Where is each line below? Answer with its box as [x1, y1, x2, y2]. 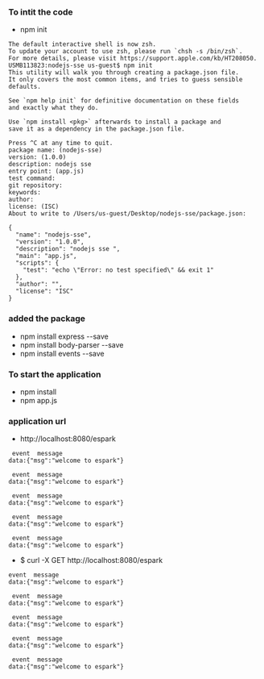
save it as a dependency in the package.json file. [8, 125, 185, 133]
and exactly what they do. [8, 104, 99, 112]
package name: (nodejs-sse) [8, 146, 103, 155]
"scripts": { [15, 259, 60, 268]
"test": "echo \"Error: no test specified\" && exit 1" [23, 266, 215, 274]
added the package [8, 313, 86, 324]
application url [8, 415, 67, 427]
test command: [8, 174, 56, 183]
